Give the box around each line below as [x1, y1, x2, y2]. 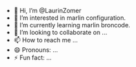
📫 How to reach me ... [13, 36, 78, 44]
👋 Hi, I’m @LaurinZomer [13, 7, 81, 14]
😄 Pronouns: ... [13, 46, 59, 54]
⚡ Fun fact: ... [13, 53, 52, 62]
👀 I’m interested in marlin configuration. [13, 14, 126, 22]
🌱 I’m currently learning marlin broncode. [13, 21, 130, 29]
